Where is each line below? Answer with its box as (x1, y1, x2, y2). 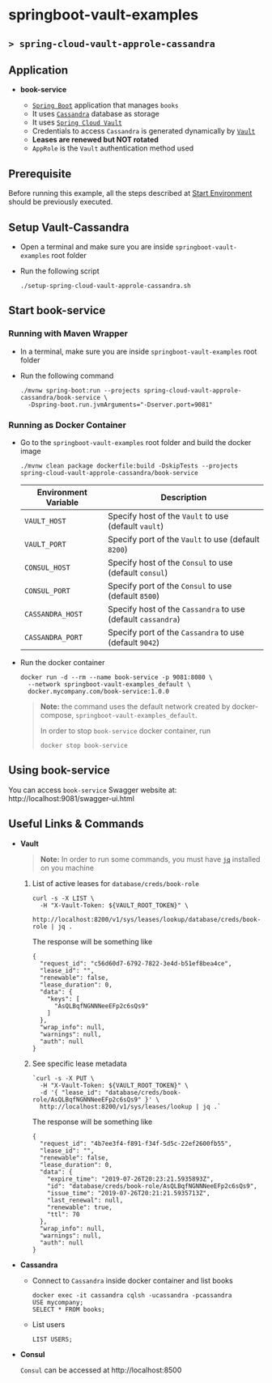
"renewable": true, (47, 1203, 113, 1211)
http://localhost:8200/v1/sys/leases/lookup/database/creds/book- (32, 915, 261, 923)
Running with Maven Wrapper (8, 328, 128, 339)
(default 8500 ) (108, 591, 160, 601)
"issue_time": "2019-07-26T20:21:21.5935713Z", (47, 1189, 210, 1197)
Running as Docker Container (8, 419, 127, 431)
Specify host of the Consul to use (108, 557, 233, 568)
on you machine (40, 863, 95, 872)
